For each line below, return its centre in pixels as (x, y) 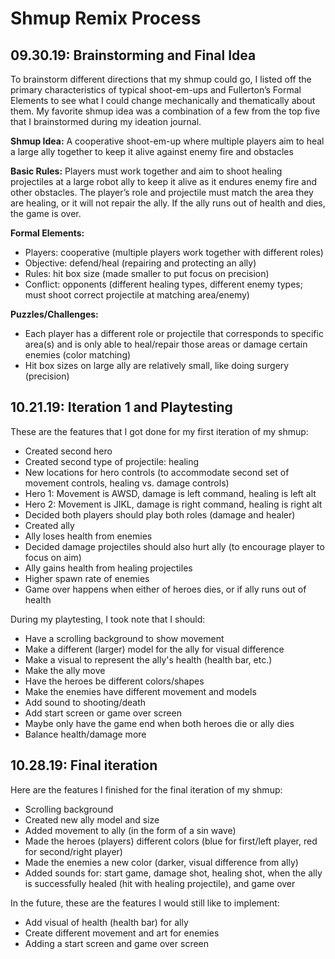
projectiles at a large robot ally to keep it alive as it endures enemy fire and (163, 181)
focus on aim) (53, 557)
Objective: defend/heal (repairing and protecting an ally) (140, 263)
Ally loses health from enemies (88, 536)
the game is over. (46, 213)
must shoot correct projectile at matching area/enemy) (137, 295)
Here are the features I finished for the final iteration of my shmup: (146, 789)
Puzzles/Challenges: (54, 314)
